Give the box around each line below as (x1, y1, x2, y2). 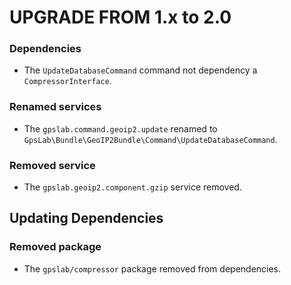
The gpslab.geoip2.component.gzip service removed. (23, 181, 242, 193)
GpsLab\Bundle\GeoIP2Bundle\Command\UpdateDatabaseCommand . (23, 133, 278, 145)
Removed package (9, 240, 102, 254)
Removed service (9, 158, 96, 172)
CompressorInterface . (23, 75, 112, 87)
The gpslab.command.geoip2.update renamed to (23, 122, 218, 135)
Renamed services (9, 100, 102, 114)
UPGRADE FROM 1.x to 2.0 (9, 6, 232, 29)
